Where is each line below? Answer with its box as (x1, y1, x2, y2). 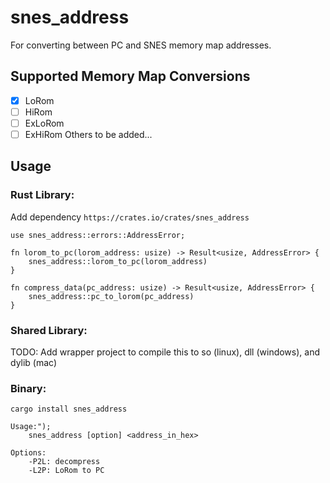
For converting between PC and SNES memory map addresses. (10, 39, 272, 51)
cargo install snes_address (10, 404, 128, 415)
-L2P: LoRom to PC (28, 466, 105, 476)
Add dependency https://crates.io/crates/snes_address (10, 211, 250, 223)
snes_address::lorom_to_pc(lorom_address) (28, 256, 208, 266)
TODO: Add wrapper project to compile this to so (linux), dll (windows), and (10, 346, 320, 358)
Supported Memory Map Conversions (10, 68, 251, 85)
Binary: (10, 381, 47, 395)
